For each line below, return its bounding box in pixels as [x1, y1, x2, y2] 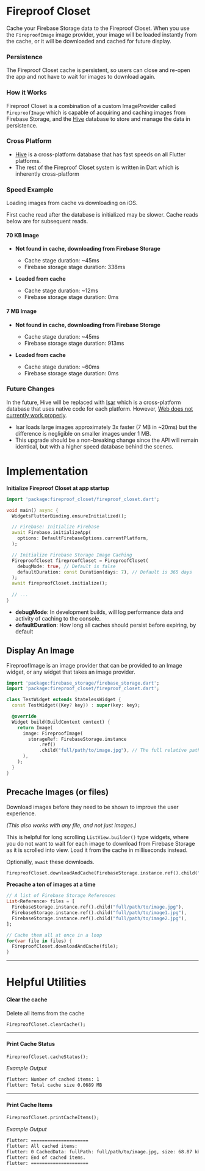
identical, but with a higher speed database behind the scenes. [15, 442, 174, 450]
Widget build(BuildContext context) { [12, 719, 111, 725]
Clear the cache [6, 996, 48, 1003]
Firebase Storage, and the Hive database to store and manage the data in [6, 115, 190, 123]
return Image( [17, 724, 53, 730]
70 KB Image [6, 231, 40, 239]
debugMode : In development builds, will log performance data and [15, 608, 184, 616]
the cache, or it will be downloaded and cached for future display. [6, 37, 172, 45]
